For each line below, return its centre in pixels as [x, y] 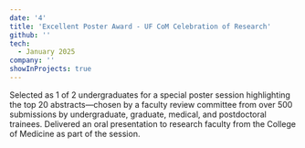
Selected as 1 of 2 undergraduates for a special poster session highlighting [150, 95]
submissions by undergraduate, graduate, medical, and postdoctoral [138, 114]
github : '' [30, 35]
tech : [20, 43]
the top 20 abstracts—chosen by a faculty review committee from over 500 [151, 104]
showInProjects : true [51, 69]
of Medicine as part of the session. [75, 133]
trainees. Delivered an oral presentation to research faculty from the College [153, 123]
